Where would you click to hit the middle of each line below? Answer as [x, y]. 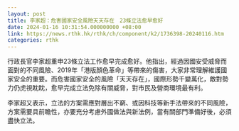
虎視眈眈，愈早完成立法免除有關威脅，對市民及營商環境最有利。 [113, 88]
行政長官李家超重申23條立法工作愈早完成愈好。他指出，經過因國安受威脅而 [117, 62]
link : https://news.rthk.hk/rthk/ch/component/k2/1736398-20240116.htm [116, 34]
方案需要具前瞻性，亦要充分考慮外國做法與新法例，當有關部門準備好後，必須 [119, 112]
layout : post [27, 14]
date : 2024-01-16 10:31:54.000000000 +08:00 [74, 27]
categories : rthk [33, 40]
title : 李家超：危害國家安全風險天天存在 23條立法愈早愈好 [85, 21]
